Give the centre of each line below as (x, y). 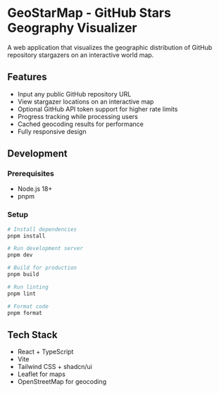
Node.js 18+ (35, 189)
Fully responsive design (52, 131)
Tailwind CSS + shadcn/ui (55, 367)
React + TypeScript (45, 352)
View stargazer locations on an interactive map (86, 101)
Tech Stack (32, 335)
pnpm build (23, 275)
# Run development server (45, 249)
